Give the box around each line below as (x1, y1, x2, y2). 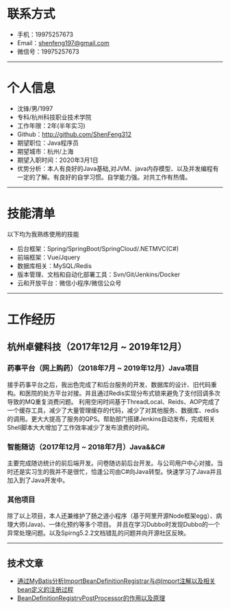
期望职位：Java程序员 (16, 139, 79, 147)
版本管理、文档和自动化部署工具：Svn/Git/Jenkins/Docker (16, 270, 181, 278)
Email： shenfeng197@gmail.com (16, 38, 110, 47)
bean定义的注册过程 (16, 586, 74, 594)
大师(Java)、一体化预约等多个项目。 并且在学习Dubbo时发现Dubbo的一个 (12, 521, 220, 529)
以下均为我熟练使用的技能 (7, 230, 79, 238)
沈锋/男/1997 (16, 104, 53, 112)
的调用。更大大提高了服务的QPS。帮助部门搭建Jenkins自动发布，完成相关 (7, 414, 216, 422)
